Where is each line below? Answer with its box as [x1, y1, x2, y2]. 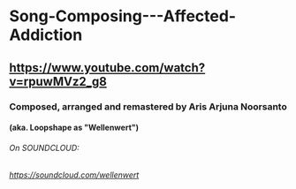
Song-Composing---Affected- [9, 6, 237, 26]
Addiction [9, 25, 83, 45]
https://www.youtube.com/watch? [9, 60, 206, 75]
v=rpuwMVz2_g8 [9, 73, 108, 89]
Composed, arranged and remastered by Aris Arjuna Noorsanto [9, 100, 287, 112]
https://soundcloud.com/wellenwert [9, 170, 140, 180]
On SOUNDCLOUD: [9, 142, 80, 153]
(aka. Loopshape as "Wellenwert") [9, 122, 140, 133]
